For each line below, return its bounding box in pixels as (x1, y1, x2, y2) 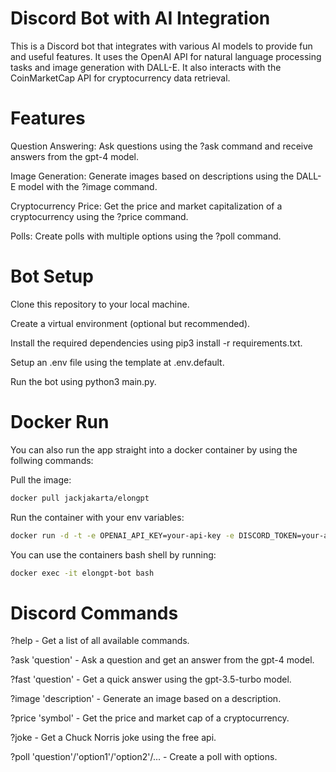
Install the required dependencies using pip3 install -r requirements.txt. (10, 337, 303, 349)
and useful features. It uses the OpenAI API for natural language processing (10, 50, 322, 62)
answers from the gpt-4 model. (10, 150, 139, 162)
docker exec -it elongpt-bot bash (10, 568, 155, 578)
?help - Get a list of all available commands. (10, 635, 190, 647)
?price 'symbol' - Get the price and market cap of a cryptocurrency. (10, 712, 290, 724)
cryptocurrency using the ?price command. (10, 210, 189, 222)
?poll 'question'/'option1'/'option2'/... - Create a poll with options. (10, 751, 278, 763)
